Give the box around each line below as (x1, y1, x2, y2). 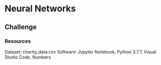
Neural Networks (4, 3, 76, 14)
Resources (4, 38, 31, 45)
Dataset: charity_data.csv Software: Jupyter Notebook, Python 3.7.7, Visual (4, 49, 157, 55)
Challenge (4, 23, 37, 31)
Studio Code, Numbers (4, 54, 51, 60)
